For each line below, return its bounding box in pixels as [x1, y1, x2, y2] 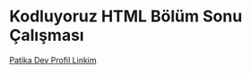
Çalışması [9, 25, 84, 45]
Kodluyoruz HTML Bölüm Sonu [9, 6, 243, 27]
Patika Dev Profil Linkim [9, 54, 97, 65]
